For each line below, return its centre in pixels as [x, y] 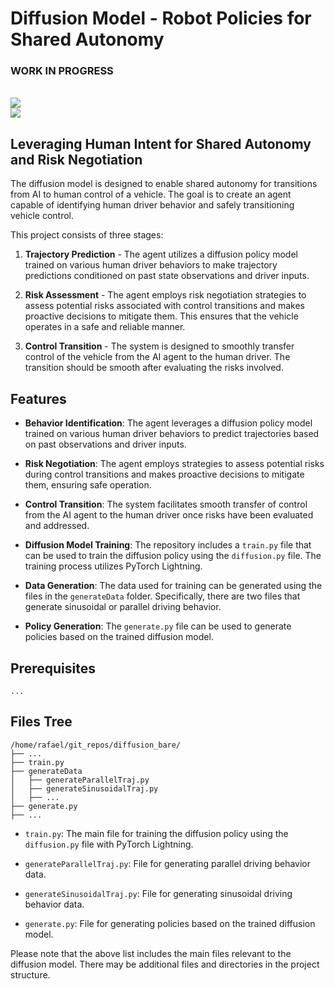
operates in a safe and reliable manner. [105, 327]
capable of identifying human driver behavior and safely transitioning [152, 205]
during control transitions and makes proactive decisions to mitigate [164, 474]
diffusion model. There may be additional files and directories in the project [165, 964]
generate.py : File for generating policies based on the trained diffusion [170, 923]
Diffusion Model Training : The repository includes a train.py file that [168, 545]
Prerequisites [53, 668]
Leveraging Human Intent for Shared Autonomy [161, 143]
